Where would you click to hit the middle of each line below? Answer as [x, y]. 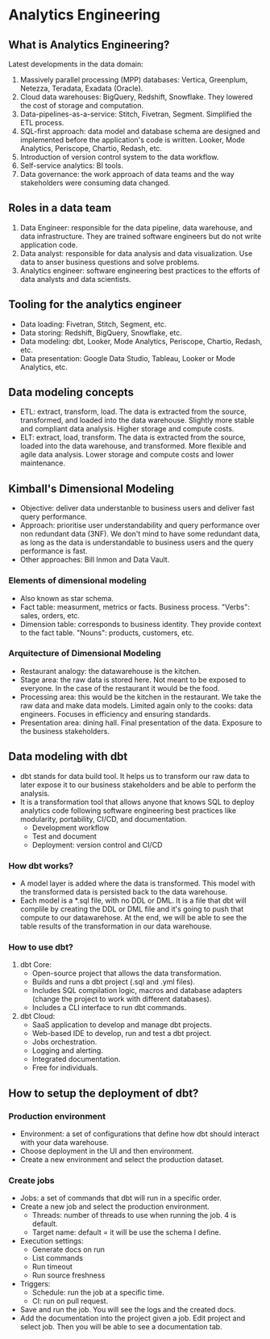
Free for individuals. [65, 1067]
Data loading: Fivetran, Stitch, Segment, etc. [93, 324]
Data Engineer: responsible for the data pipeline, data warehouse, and [136, 227]
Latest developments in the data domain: [76, 64]
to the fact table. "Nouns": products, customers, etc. [107, 633]
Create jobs [31, 1180]
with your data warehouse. [64, 1142]
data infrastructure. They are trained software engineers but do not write [141, 236]
